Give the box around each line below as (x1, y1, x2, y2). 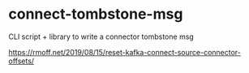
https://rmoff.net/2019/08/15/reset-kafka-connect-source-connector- (8, 47, 242, 57)
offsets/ (8, 56, 35, 66)
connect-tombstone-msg (8, 5, 183, 24)
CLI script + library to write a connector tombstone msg (8, 32, 195, 41)
